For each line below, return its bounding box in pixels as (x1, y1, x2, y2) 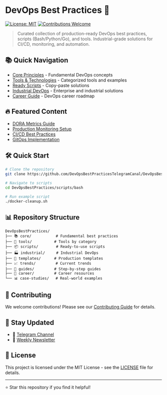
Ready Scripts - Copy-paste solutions (12, 82, 89, 88)
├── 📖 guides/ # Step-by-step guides (5, 267, 101, 272)
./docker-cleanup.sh (5, 199, 48, 204)
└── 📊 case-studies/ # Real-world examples (5, 276, 103, 281)
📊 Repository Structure (5, 213, 80, 222)
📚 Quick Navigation (5, 56, 69, 65)
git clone (5, 171, 26, 177)
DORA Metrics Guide (12, 120, 55, 126)
